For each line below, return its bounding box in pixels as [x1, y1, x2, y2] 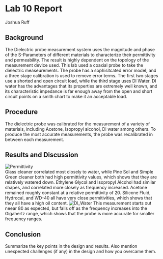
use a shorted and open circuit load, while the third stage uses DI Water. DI [5, 78, 156, 84]
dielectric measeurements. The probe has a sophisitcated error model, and [5, 67, 157, 73]
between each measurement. [5, 136, 65, 143]
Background [5, 33, 43, 42]
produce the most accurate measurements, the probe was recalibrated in [5, 131, 153, 137]
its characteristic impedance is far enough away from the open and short [5, 88, 153, 94]
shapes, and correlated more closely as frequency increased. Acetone [5, 185, 147, 191]
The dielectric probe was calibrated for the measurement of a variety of [5, 121, 150, 127]
